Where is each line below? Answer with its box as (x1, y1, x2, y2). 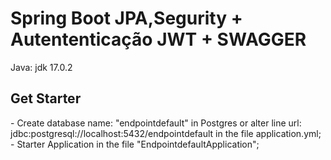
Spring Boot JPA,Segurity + (10, 7, 243, 30)
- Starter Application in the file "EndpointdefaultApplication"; (10, 138, 260, 150)
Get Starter (10, 90, 82, 107)
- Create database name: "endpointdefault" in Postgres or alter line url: (10, 117, 302, 129)
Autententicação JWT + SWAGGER (10, 28, 307, 51)
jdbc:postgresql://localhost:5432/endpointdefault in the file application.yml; (10, 127, 322, 139)
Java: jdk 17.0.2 (10, 61, 73, 73)
